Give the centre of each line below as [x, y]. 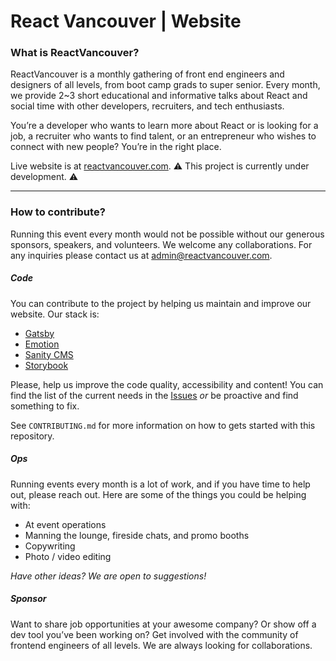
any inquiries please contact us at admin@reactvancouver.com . [141, 255]
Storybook [46, 365]
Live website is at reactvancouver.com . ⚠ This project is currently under [160, 166]
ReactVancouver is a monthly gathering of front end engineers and [147, 74]
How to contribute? [58, 212]
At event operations [65, 524]
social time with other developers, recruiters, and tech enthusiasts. [147, 106]
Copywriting [50, 546]
